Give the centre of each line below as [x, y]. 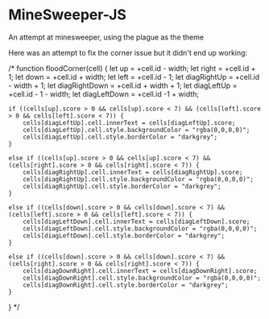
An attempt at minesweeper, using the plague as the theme [106, 37]
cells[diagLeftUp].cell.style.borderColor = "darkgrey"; [120, 137]
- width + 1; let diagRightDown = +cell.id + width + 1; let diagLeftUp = [123, 85]
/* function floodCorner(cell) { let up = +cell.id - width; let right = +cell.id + [132, 68]
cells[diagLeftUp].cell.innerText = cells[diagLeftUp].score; [129, 122]
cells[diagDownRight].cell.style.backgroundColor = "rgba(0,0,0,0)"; [142, 278]
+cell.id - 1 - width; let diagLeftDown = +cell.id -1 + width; [104, 93]
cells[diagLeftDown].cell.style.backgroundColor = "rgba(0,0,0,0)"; [140, 228]
